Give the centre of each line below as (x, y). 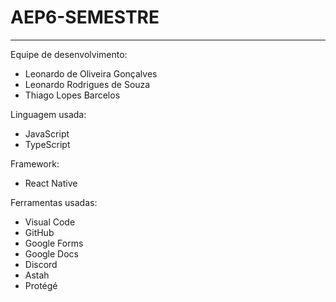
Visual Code (50, 222)
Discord (41, 264)
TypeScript (47, 144)
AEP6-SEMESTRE (85, 17)
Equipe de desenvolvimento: (69, 54)
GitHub (39, 232)
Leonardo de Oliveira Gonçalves (91, 73)
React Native (51, 183)
